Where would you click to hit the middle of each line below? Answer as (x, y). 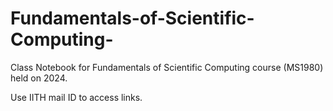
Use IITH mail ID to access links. (76, 97)
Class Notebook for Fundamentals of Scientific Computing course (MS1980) (167, 67)
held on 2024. (39, 78)
